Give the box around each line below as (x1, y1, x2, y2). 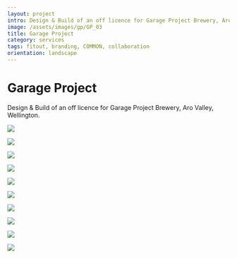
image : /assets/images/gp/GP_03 (7, 23, 102, 30)
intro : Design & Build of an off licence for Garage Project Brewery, (7, 17, 219, 24)
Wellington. (7, 111, 40, 119)
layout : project (7, 10, 55, 18)
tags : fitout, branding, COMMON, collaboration (7, 43, 150, 50)
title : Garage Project (7, 30, 74, 37)
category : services (7, 37, 65, 44)
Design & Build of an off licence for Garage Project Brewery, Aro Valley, (7, 103, 214, 111)
